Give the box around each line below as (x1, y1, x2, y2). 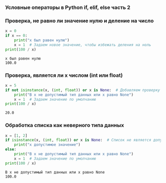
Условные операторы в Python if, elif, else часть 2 (5, 4, 131, 11)
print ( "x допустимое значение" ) (14, 142, 81, 147)
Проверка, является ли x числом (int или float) (5, 71, 123, 78)
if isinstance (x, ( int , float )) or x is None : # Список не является (5, 138, 152, 143)
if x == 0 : (5, 33, 28, 38)
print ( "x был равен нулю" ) (14, 38, 70, 43)
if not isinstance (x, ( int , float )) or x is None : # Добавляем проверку (5, 87, 161, 93)
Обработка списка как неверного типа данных (5, 122, 124, 129)
